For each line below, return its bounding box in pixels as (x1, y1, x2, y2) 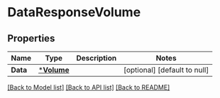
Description (76, 54, 117, 63)
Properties (7, 32, 55, 44)
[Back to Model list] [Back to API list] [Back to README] (7, 83, 170, 92)
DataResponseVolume (7, 4, 141, 20)
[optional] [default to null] (123, 65, 209, 75)
